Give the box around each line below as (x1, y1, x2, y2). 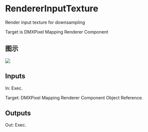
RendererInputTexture (5, 3, 98, 14)
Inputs (5, 72, 26, 81)
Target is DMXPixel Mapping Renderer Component (5, 29, 108, 35)
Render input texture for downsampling (5, 19, 85, 25)
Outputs (5, 109, 31, 117)
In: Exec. (5, 85, 23, 91)
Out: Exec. (5, 122, 26, 128)
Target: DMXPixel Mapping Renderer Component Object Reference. (5, 94, 143, 100)
